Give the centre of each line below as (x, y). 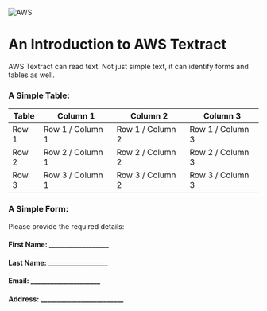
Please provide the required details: (66, 226)
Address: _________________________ (66, 299)
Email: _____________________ (54, 281)
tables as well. (32, 75)
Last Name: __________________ (58, 262)
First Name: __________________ (58, 245)
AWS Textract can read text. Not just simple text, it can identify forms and (128, 66)
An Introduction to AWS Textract (118, 45)
